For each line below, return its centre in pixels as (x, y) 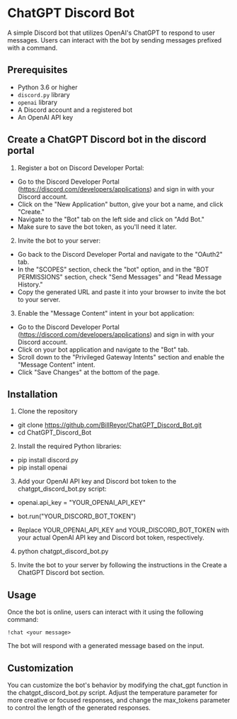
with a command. (33, 48)
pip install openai (42, 468)
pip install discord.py (48, 460)
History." (30, 284)
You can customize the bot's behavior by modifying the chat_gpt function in (118, 685)
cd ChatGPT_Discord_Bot (54, 433)
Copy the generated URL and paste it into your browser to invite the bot (122, 291)
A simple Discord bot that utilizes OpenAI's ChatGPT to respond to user (111, 33)
